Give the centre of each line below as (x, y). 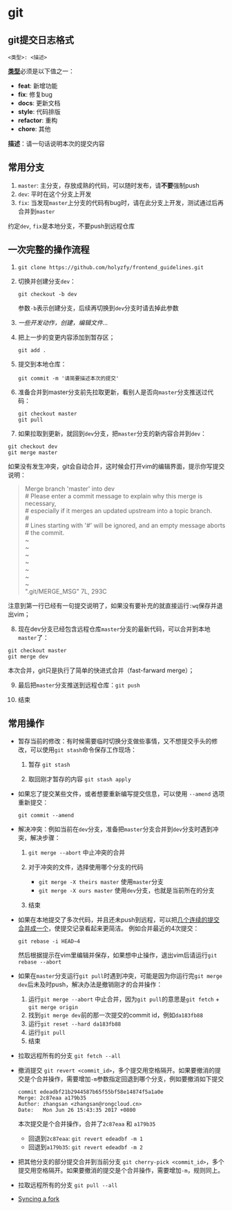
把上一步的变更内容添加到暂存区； (66, 337)
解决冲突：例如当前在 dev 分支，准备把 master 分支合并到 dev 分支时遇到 (115, 829)
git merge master (33, 452)
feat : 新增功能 (38, 86)
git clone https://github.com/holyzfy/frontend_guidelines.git (111, 267)
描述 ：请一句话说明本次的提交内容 (56, 144)
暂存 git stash (49, 765)
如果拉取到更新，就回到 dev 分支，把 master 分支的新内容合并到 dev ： (112, 433)
